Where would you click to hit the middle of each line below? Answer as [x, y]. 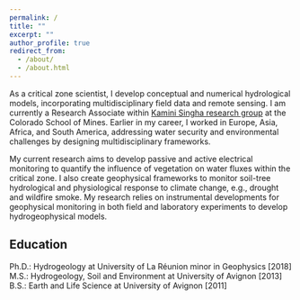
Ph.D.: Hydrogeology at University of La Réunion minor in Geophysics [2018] [150, 266]
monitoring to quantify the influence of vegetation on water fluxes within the [150, 168]
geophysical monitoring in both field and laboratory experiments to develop [149, 206]
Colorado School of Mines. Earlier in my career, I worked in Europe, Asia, [144, 122]
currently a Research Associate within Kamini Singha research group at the [148, 113]
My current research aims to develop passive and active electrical [131, 159]
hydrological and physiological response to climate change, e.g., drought [144, 187]
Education [39, 245]
